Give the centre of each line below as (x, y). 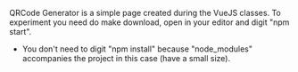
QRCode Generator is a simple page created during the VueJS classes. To (145, 13)
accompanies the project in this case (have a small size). (126, 58)
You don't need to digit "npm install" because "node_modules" (137, 49)
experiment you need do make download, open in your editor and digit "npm (149, 22)
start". (21, 32)
